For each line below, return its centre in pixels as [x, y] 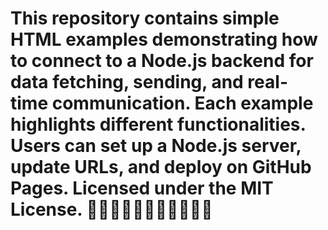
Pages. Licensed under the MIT [142, 188]
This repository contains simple [145, 18]
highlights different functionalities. [158, 124]
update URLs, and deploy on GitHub [161, 167]
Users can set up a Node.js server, [156, 146]
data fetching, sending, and [127, 82]
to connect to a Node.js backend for [162, 61]
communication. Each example [182, 103]
